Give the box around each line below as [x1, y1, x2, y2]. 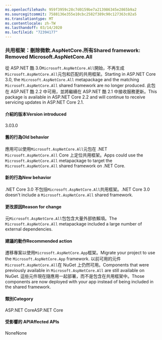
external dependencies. [5, 226, 53, 232]
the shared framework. [5, 284, 51, 290]
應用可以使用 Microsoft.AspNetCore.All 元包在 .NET [5, 146, 108, 152]
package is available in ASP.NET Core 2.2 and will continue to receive [5, 94, 145, 100]
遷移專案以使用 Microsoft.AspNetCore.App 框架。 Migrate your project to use [5, 250, 156, 256]
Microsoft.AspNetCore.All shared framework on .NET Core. [5, 162, 126, 169]
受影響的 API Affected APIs [5, 319, 60, 325]
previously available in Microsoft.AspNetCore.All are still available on [5, 268, 145, 273]
